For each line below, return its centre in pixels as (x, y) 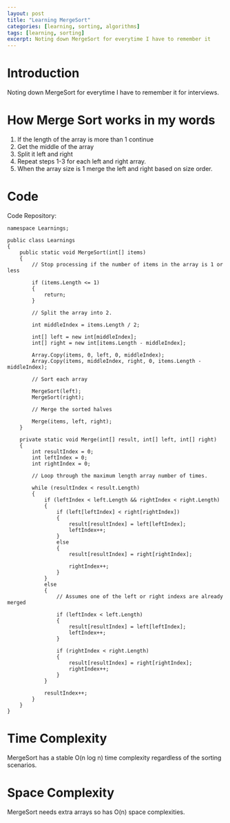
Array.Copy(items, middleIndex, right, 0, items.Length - (117, 361)
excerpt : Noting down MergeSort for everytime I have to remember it (109, 39)
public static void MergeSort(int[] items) (83, 252)
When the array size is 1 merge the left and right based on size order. (115, 169)
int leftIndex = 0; (60, 457)
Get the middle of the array (55, 147)
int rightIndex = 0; (61, 464)
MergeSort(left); (56, 391)
